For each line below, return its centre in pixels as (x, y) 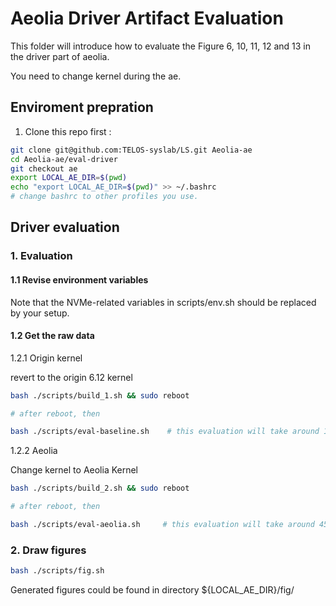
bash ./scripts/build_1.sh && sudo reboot (100, 395)
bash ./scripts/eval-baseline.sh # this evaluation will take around (165, 432)
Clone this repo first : (68, 131)
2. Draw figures (48, 550)
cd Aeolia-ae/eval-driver (64, 159)
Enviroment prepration (82, 107)
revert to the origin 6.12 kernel (71, 377)
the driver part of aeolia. (60, 56)
